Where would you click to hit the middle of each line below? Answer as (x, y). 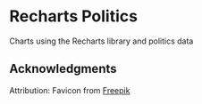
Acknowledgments (63, 69)
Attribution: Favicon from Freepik (70, 90)
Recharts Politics (74, 16)
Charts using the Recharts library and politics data (101, 41)
